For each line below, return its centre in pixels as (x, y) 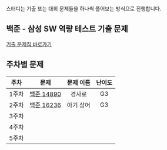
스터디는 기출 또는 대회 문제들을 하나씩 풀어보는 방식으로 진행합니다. (84, 9)
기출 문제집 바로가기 (29, 44)
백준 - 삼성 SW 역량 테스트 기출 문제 (67, 29)
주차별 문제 (25, 64)
